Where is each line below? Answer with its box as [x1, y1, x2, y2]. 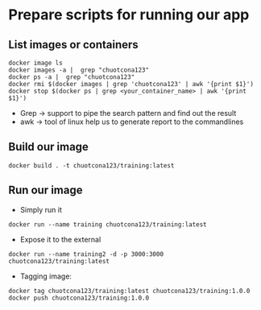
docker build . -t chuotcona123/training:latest [8, 161, 175, 170]
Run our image [8, 184, 83, 197]
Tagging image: [19, 271, 72, 281]
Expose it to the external [19, 234, 101, 244]
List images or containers [8, 38, 139, 52]
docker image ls [8, 59, 63, 67]
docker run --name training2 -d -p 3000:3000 [8, 250, 164, 258]
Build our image [8, 140, 89, 154]
